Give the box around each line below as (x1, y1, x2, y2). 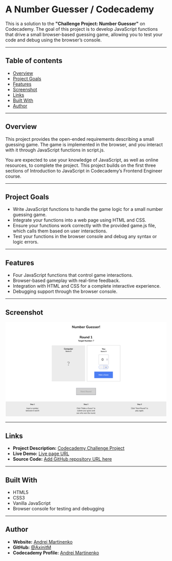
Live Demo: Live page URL (12, 450, 70, 457)
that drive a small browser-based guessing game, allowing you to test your (5, 31, 163, 37)
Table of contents (5, 56, 62, 65)
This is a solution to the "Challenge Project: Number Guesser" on (5, 20, 145, 27)
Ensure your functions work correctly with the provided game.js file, (12, 223, 156, 229)
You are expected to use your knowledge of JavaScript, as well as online (5, 157, 159, 163)
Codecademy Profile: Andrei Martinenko (12, 549, 99, 556)
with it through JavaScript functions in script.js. (5, 147, 105, 153)
